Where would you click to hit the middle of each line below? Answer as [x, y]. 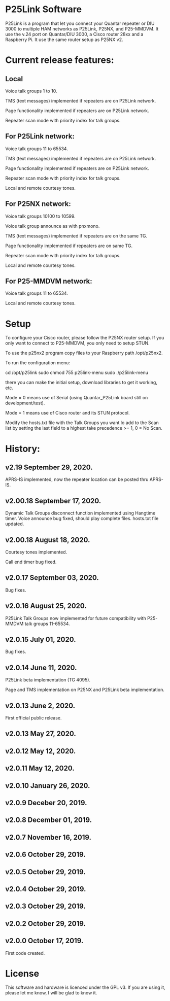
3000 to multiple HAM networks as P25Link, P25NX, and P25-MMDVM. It [82, 28]
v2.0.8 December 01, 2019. [49, 820]
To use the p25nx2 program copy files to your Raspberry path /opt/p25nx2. [84, 353]
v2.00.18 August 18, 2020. [48, 540]
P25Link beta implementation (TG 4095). [48, 680]
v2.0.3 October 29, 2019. [46, 906]
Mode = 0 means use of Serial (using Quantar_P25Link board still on [77, 398]
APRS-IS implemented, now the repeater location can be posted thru [77, 479]
